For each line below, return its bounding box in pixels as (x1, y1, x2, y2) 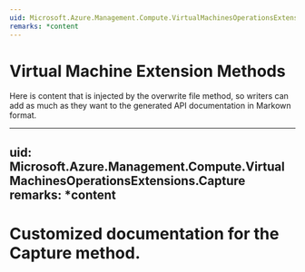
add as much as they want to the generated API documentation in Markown (9, 101, 292, 112)
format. (9, 110, 37, 121)
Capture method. (9, 243, 141, 264)
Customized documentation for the (9, 224, 280, 245)
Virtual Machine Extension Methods (9, 61, 286, 82)
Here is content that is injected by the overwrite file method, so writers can (9, 91, 289, 102)
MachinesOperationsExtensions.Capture (9, 173, 246, 189)
